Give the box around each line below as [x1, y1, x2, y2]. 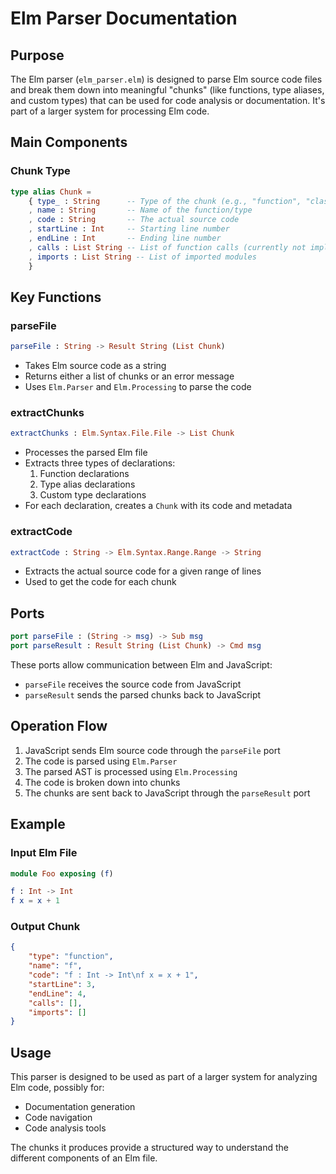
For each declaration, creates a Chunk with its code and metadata [24, 500, 293, 512]
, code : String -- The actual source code [28, 215, 240, 225]
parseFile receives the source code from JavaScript [24, 678, 242, 691]
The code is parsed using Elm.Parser [24, 755, 178, 767]
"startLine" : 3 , [28, 979, 97, 989]
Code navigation [24, 1112, 93, 1124]
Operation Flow [10, 718, 108, 735]
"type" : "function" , [28, 952, 114, 962]
